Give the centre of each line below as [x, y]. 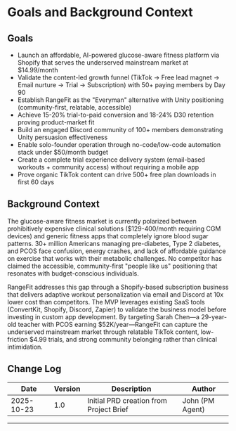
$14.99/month [38, 70]
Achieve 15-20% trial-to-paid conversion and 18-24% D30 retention [116, 115]
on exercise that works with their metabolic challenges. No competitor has [115, 258]
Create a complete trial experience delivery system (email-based [111, 160]
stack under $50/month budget [63, 152]
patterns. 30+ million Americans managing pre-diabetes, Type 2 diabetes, [114, 243]
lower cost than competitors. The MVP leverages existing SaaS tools [106, 302]
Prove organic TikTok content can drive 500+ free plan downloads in [117, 174]
